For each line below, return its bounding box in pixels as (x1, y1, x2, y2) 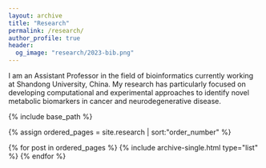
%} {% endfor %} (8, 151, 66, 161)
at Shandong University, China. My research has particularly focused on (8, 79, 246, 89)
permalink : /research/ (8, 26, 84, 34)
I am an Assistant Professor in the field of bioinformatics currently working (8, 71, 254, 80)
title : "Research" (8, 19, 70, 27)
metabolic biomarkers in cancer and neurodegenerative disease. (8, 97, 222, 106)
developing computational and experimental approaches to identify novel (8, 88, 250, 97)
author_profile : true (8, 34, 81, 42)
